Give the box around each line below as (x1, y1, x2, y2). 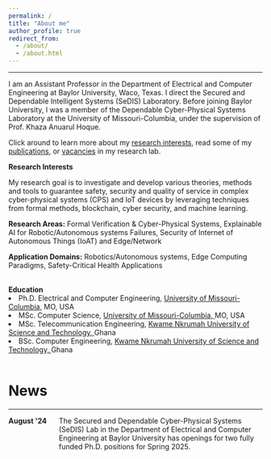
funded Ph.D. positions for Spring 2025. (59, 441, 191, 451)
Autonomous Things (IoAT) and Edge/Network (8, 236, 162, 246)
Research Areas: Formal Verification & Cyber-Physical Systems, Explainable (8, 219, 262, 229)
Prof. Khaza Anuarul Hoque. (8, 122, 101, 132)
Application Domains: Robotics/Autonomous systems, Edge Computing (8, 252, 248, 261)
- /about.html (15, 49, 63, 57)
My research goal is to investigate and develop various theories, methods (8, 178, 252, 187)
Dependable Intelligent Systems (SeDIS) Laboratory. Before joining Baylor (8, 96, 252, 106)
